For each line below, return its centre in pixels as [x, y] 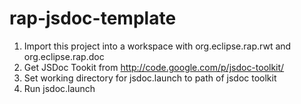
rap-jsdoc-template [93, 18]
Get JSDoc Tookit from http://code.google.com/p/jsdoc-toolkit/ [154, 67]
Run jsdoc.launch [59, 88]
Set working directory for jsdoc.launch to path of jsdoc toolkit [150, 78]
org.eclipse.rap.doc [64, 56]
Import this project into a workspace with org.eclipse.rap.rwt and [157, 46]
